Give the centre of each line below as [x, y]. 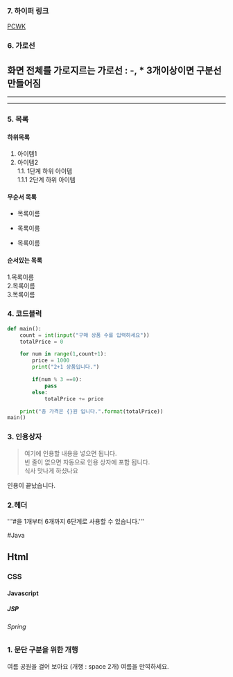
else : [40, 392]
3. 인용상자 [25, 437]
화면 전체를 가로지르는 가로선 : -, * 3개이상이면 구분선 [114, 70]
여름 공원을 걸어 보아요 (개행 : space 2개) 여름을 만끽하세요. [88, 666]
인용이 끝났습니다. [32, 485]
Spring [17, 626]
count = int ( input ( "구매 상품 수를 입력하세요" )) [85, 335]
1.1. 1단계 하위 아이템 [45, 171]
